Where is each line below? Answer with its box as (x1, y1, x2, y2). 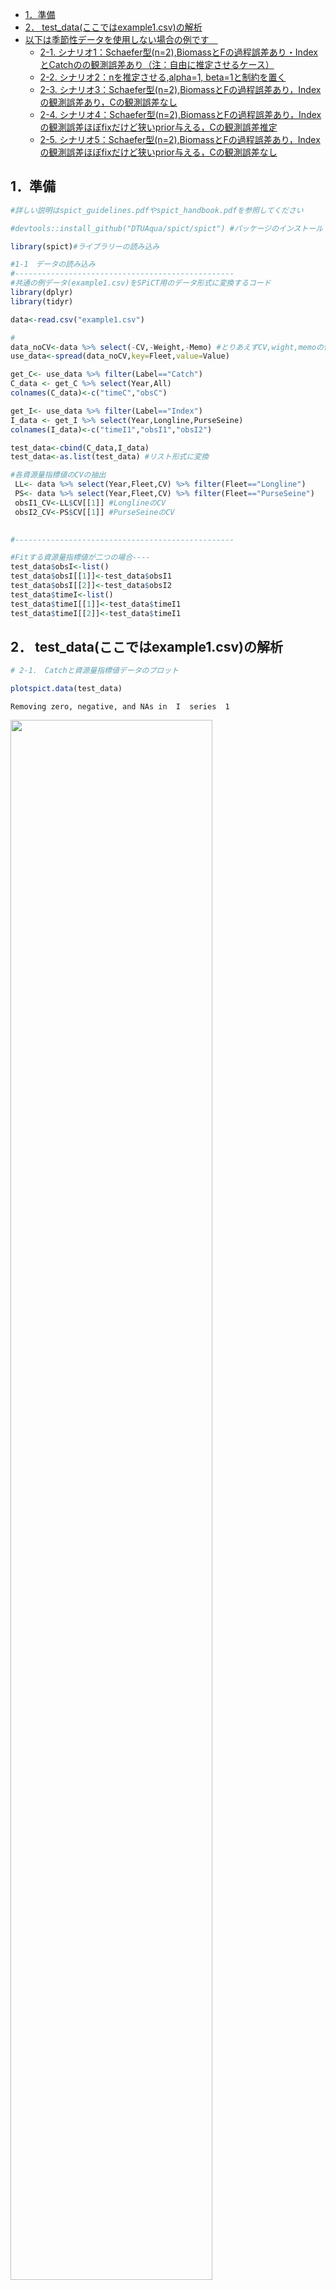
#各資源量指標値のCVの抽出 (10, 470, 107, 480)
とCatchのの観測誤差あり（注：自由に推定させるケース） (39, 59, 275, 70)
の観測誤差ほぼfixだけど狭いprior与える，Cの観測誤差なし (39, 146, 278, 158)
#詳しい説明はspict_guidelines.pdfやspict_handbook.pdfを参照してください (10, 205, 304, 215)
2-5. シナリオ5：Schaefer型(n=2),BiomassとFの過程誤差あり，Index (39, 134, 321, 145)
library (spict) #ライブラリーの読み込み (10, 241, 160, 252)
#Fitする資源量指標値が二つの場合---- (10, 553, 151, 563)
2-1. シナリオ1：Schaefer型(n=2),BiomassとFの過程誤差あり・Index (39, 46, 318, 58)
